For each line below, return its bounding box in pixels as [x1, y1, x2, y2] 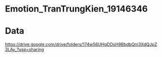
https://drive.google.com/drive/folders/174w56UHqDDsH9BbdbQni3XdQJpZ [5, 42, 157, 47]
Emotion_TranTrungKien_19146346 [5, 3, 148, 14]
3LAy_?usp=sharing [5, 47, 44, 53]
